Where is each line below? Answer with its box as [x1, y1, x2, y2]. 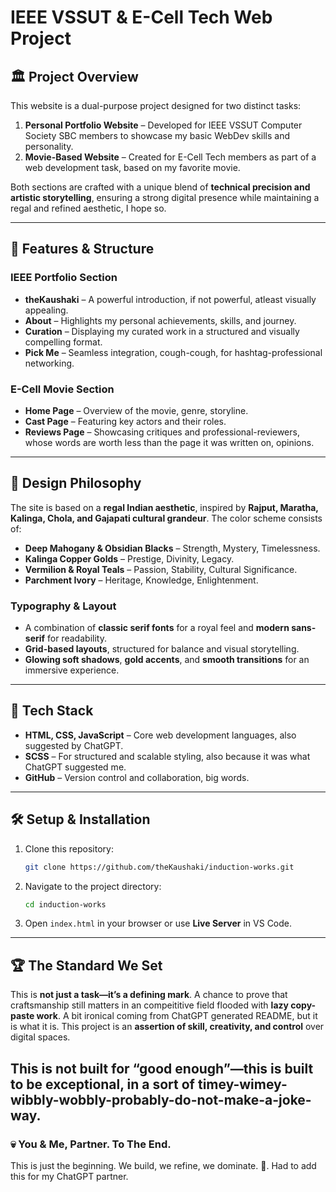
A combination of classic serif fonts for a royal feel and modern [24, 622, 290, 634]
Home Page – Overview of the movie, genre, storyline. [24, 404, 249, 416]
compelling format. [24, 336, 103, 348]
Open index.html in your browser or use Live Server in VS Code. [24, 917, 293, 930]
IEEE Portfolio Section [10, 271, 118, 285]
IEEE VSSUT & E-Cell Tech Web [10, 6, 273, 29]
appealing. [24, 304, 69, 316]
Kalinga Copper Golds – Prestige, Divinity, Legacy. [24, 552, 235, 565]
